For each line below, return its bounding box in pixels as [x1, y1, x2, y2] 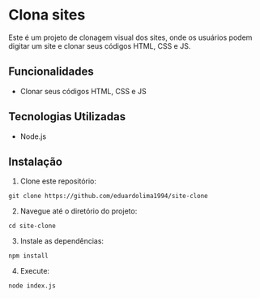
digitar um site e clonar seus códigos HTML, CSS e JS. [8, 41, 191, 50]
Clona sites [8, 6, 86, 24]
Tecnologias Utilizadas [8, 110, 126, 123]
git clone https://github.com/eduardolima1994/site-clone [8, 192, 208, 201]
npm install [8, 252, 49, 261]
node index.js [8, 282, 57, 290]
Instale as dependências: [19, 236, 104, 246]
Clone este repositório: [19, 176, 97, 186]
